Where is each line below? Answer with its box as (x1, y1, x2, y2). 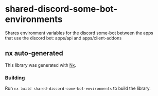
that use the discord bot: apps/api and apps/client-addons (5, 35, 122, 41)
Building (5, 74, 25, 81)
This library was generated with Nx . (5, 62, 76, 68)
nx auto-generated (5, 49, 63, 58)
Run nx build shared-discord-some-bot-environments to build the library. (5, 85, 151, 91)
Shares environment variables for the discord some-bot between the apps (5, 30, 154, 36)
